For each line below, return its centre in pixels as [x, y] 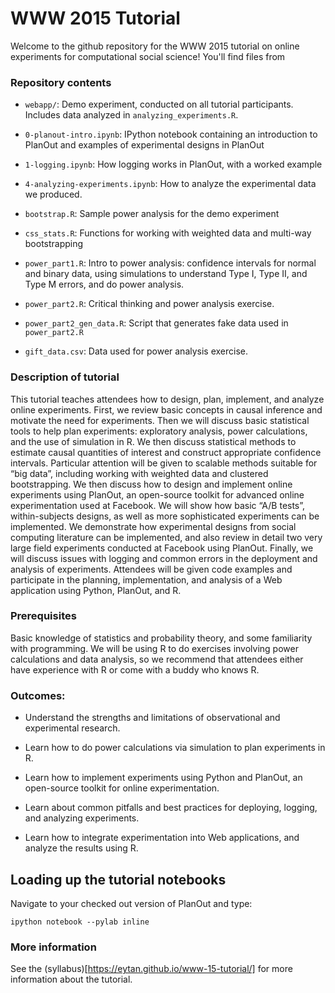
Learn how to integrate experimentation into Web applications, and [162, 838]
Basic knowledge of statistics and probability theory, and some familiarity [161, 638]
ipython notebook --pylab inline [80, 922]
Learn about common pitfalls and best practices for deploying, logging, [171, 808]
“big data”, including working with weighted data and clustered [139, 473]
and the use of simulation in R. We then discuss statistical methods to [153, 441]
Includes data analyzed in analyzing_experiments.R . [131, 115]
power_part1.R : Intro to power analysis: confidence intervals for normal [170, 263]
